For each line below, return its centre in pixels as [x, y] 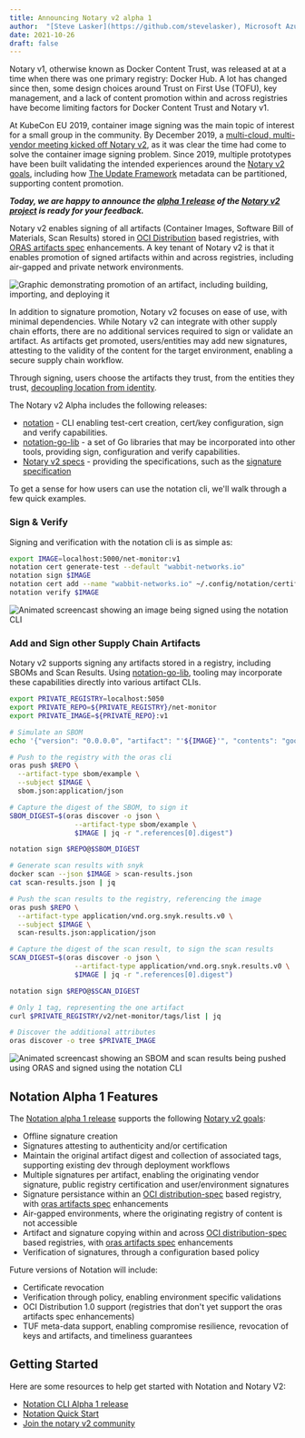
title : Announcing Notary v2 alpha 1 [81, 18]
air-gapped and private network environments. [97, 267]
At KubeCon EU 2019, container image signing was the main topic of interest [152, 126]
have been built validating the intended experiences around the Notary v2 [147, 164]
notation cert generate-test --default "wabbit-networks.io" [128, 567]
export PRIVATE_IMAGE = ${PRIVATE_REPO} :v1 [89, 715]
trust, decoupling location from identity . [83, 388]
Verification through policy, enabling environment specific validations [152, 1297]
